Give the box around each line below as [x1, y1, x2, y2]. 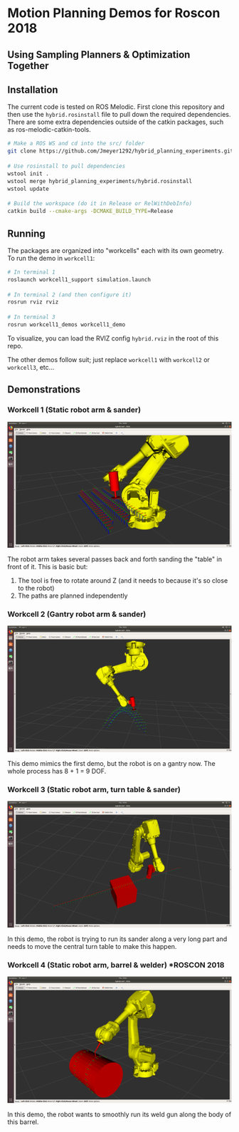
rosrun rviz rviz [7, 298, 59, 306]
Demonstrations [7, 383, 80, 396]
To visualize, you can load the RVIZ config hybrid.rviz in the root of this [7, 333, 219, 343]
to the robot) [17, 584, 55, 593]
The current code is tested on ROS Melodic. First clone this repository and [7, 103, 225, 111]
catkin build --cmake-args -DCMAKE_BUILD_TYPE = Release [7, 208, 174, 215]
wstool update [7, 185, 50, 192]
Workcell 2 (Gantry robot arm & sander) [7, 609, 147, 619]
